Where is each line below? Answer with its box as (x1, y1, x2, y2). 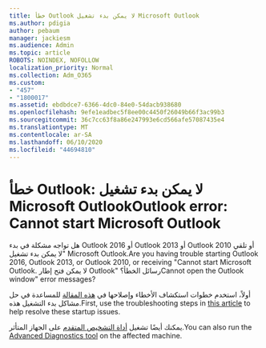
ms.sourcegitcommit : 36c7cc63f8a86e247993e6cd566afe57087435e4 (9, 116, 225, 124)
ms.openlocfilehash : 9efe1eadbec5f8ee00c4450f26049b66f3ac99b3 (9, 109, 225, 117)
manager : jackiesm (9, 34, 71, 42)
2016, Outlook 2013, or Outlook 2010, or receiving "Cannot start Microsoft (9, 258, 252, 267)
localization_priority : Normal (9, 64, 114, 72)
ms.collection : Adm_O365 (9, 71, 92, 79)
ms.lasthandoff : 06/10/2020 (9, 138, 103, 146)
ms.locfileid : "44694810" (9, 146, 95, 154)
